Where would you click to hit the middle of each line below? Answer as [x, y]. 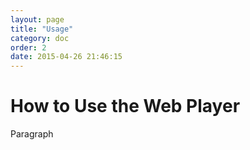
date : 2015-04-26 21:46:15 [66, 57]
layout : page [37, 19]
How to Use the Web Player [125, 106]
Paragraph [32, 134]
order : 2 [28, 47]
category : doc [40, 38]
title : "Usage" [42, 29]
